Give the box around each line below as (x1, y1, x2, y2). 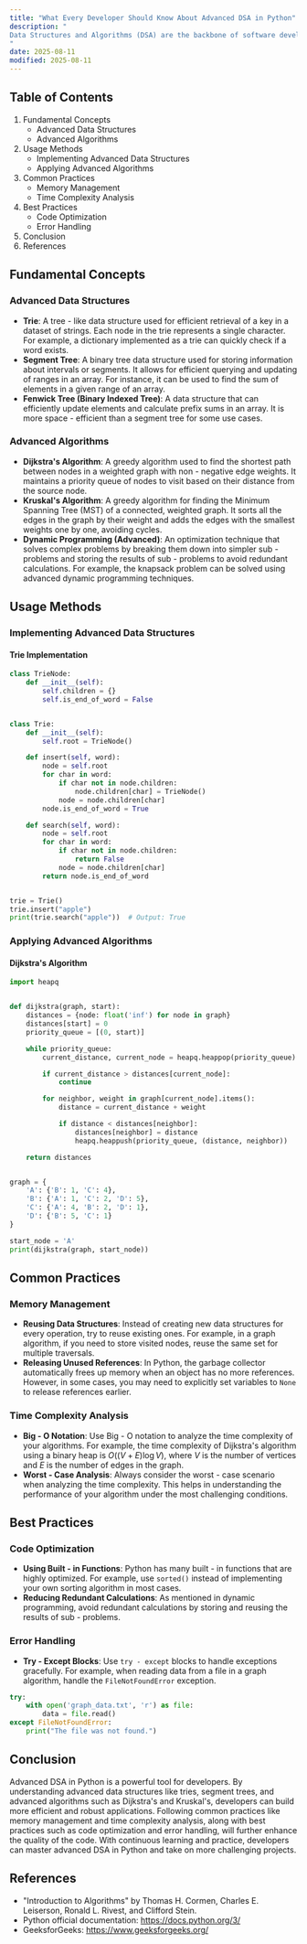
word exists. (22, 344, 69, 355)
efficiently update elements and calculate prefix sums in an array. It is (22, 403, 285, 414)
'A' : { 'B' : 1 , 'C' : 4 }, (26, 1186, 117, 1195)
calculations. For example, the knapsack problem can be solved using (22, 563, 286, 574)
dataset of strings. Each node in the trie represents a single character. (22, 325, 286, 336)
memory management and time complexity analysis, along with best (9, 1815, 266, 1826)
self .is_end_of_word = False (42, 694, 153, 704)
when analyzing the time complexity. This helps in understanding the (22, 1478, 281, 1489)
